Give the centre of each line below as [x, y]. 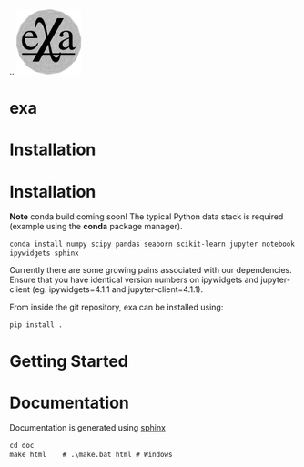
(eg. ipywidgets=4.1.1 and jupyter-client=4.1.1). [117, 289]
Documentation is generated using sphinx [88, 428]
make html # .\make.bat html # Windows [91, 455]
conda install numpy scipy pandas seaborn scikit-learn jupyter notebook [152, 244]
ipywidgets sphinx [44, 254]
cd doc [22, 446]
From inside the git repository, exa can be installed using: [117, 307]
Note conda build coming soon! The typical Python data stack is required [147, 217]
